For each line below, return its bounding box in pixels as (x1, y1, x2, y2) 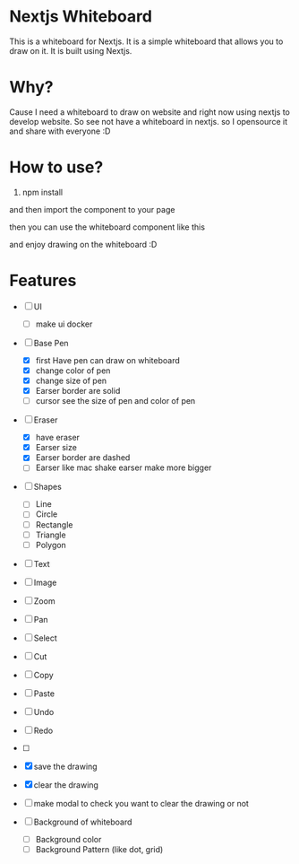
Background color (35, 833, 102, 844)
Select (33, 633, 58, 643)
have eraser (35, 432, 81, 443)
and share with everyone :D (9, 126, 111, 136)
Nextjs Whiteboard (9, 6, 152, 27)
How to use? (9, 157, 104, 178)
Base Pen (33, 337, 69, 348)
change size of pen (35, 375, 107, 386)
